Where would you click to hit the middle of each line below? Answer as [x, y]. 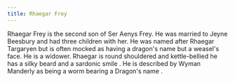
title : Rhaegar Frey [38, 14]
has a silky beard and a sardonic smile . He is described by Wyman [104, 63]
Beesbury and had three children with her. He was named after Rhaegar [111, 41]
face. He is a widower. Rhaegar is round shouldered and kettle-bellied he [112, 56]
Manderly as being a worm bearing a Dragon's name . [85, 71]
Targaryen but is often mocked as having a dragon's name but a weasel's [113, 48]
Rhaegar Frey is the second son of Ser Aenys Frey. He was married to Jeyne [117, 34]
